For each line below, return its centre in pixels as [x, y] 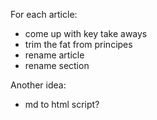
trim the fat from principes [78, 44]
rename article [54, 55]
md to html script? [62, 104]
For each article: [44, 14]
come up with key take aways [86, 33]
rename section [57, 65]
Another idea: [38, 85]
